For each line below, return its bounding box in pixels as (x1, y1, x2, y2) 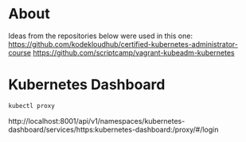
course (8, 48, 32, 57)
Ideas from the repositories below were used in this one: (8, 31, 193, 40)
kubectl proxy (8, 102, 56, 109)
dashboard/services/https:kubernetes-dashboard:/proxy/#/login (8, 125, 219, 134)
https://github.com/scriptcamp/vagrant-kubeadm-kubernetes (33, 48, 235, 57)
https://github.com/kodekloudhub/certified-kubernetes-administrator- (8, 39, 239, 48)
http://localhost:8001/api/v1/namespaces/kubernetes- (8, 116, 185, 125)
